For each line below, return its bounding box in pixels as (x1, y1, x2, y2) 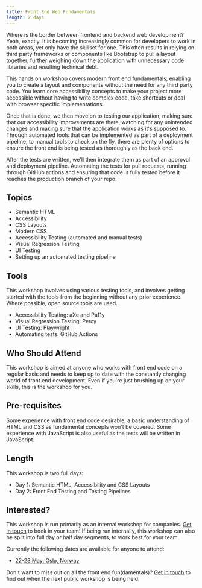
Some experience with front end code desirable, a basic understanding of (6, 417, 190, 424)
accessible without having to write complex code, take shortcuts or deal (6, 94, 185, 101)
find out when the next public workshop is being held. (6, 575, 140, 583)
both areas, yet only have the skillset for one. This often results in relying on (6, 43, 195, 51)
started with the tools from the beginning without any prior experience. (6, 293, 182, 300)
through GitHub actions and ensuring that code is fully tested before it (6, 168, 180, 175)
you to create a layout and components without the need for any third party (6, 81, 193, 88)
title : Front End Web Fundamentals (6, 8, 96, 15)
